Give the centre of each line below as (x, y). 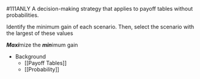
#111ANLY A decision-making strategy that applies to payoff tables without (100, 9)
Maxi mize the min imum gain (42, 45)
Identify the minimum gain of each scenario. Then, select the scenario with (100, 27)
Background (30, 56)
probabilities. (23, 15)
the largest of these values (40, 33)
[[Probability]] (42, 69)
